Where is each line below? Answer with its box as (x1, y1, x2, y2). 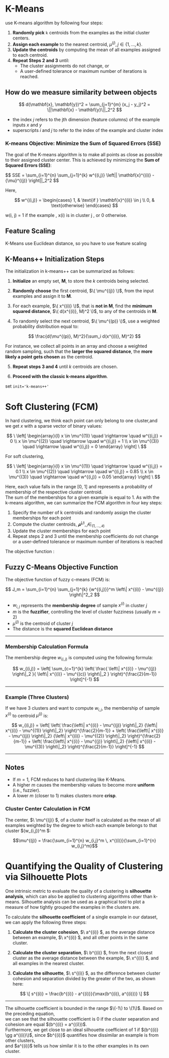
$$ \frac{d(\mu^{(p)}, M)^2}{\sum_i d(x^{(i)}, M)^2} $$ (28, 333, 141, 339)
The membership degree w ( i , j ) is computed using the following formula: (5, 654, 153, 662)
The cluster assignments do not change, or (20, 63, 110, 69)
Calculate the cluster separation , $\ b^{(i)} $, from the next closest (12, 949, 153, 955)
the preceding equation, (5, 1010, 55, 1017)
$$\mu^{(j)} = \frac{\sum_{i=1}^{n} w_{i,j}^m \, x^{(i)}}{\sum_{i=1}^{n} (13, 837, 156, 843)
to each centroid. (12, 52, 48, 58)
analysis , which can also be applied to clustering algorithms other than (5, 893, 152, 899)
